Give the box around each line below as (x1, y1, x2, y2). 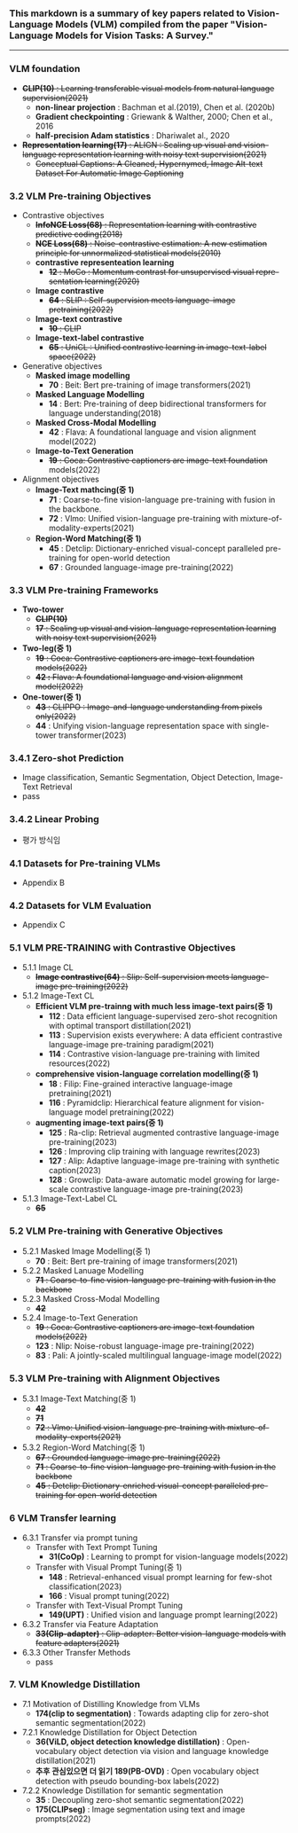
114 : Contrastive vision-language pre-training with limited (48, 1048, 260, 1059)
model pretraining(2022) (84, 1107, 175, 1117)
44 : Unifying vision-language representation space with (35, 721, 242, 732)
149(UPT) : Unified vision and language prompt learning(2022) (48, 1609, 278, 1620)
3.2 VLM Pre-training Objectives (9, 190, 152, 202)
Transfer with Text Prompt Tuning (35, 1541, 158, 1552)
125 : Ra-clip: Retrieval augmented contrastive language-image (48, 1127, 279, 1138)
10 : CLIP (48, 323, 82, 333)
